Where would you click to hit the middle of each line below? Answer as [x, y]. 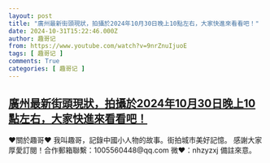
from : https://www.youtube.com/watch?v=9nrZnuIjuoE [98, 46]
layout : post [30, 16]
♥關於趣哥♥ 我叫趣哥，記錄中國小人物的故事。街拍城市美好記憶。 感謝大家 [135, 139]
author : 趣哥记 [32, 39]
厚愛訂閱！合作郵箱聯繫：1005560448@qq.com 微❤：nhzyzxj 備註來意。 [132, 150]
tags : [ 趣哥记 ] [36, 54]
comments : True [34, 62]
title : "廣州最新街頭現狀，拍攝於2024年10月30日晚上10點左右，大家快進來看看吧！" [134, 24]
